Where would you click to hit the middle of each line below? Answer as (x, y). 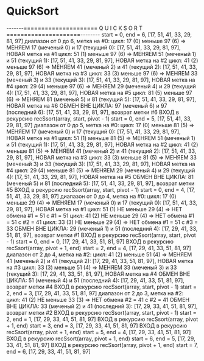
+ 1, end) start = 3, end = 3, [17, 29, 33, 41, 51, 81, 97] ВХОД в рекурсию (97, 325)
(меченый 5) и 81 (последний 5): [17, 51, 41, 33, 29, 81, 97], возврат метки (100, 183)
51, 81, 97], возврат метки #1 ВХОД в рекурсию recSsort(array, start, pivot (101, 235)
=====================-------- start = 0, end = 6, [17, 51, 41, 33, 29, (99, 34)
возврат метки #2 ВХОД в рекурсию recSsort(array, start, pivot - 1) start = (101, 312)
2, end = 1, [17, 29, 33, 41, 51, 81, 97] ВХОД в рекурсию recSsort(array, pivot (102, 319)
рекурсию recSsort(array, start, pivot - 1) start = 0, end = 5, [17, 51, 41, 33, (99, 118)
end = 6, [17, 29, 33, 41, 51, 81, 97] (49, 351)
